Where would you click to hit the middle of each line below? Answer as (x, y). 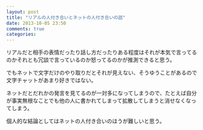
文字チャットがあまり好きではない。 (52, 80)
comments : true (25, 29)
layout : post (23, 12)
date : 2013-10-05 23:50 (36, 23)
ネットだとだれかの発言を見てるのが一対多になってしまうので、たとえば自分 (101, 93)
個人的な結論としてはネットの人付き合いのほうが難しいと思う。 (86, 121)
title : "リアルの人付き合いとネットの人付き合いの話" (66, 18)
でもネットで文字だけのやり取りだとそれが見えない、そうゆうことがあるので (102, 73)
